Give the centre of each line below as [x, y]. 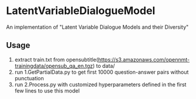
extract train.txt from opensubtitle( [56, 59]
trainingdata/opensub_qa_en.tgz [54, 66]
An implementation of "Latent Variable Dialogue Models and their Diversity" [97, 27]
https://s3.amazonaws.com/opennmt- [144, 59]
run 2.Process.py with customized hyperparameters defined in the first [100, 84]
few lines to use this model [47, 91]
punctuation [29, 78]
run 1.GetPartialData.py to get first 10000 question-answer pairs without [102, 72]
